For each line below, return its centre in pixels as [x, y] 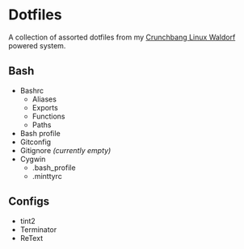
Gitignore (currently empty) [65, 150]
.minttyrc [47, 176]
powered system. [37, 45]
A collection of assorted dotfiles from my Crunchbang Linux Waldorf [122, 37]
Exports [45, 107]
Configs [29, 202]
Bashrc [32, 90]
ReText [31, 238]
